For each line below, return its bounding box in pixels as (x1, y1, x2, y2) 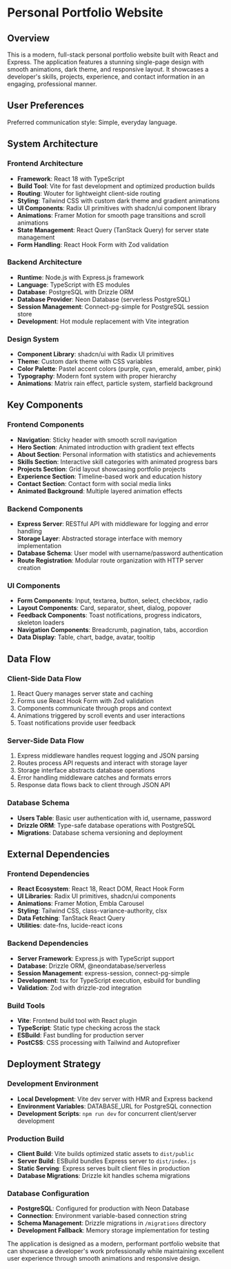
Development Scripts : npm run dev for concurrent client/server (17, 1109, 197, 1117)
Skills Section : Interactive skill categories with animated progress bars (17, 457, 219, 466)
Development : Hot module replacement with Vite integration (17, 317, 190, 325)
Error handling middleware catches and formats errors (17, 773, 172, 782)
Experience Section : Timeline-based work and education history (17, 472, 202, 480)
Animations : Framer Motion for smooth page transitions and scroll (17, 211, 205, 219)
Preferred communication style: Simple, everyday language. (7, 118, 177, 126)
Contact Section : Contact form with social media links (17, 479, 172, 487)
